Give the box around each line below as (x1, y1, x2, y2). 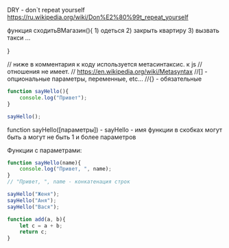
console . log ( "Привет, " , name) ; (19, 166, 112, 173)
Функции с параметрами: (7, 146, 82, 154)
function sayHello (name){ (7, 159, 81, 166)
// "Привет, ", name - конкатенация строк (7, 178, 130, 186)
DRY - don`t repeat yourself (7, 6, 85, 14)
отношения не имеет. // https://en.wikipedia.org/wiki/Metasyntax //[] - (7, 68, 208, 75)
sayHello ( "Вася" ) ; (7, 203, 60, 210)
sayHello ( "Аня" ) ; (7, 197, 57, 204)
